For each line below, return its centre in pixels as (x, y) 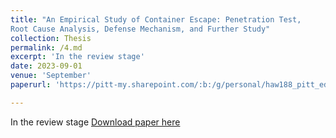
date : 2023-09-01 (46, 66)
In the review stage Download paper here (95, 122)
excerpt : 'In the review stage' (77, 57)
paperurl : (31, 85)
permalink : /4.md (46, 47)
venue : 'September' (51, 76)
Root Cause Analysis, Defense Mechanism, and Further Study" (140, 29)
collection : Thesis (51, 38)
